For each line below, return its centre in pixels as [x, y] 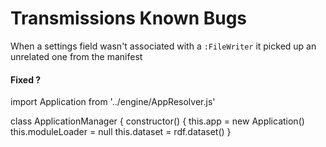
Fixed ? [26, 79]
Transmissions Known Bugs [129, 18]
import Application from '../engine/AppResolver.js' [113, 102]
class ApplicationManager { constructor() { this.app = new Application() [157, 121]
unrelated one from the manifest [76, 56]
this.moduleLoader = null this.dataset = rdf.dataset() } [121, 132]
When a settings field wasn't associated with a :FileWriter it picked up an [163, 46]
